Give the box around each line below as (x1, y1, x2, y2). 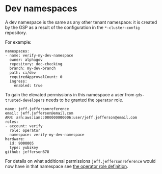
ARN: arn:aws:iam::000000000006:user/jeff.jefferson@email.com (5, 115, 137, 120)
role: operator (9, 128, 41, 133)
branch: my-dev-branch (9, 66, 56, 71)
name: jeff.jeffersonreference (5, 106, 69, 111)
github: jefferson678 (5, 149, 50, 154)
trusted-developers (5, 98, 45, 103)
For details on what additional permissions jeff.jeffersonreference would (5, 158, 156, 164)
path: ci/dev (9, 70, 36, 75)
